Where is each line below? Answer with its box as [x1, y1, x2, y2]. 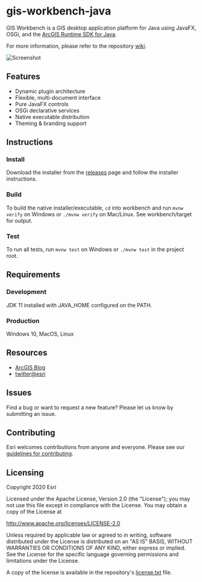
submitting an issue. [6, 410, 56, 417]
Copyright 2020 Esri [6, 484, 57, 491]
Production [6, 316, 40, 325]
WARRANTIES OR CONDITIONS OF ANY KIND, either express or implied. [6, 545, 186, 552]
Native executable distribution [14, 113, 90, 120]
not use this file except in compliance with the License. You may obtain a [6, 502, 187, 509]
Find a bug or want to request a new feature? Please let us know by [6, 403, 174, 411]
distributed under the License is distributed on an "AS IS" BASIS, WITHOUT [6, 538, 193, 545]
